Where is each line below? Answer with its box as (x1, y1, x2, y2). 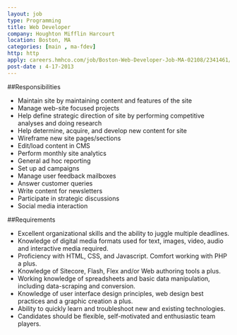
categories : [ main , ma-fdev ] (7, 43, 97, 50)
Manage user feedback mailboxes (17, 171, 116, 180)
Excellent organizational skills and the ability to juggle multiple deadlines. (17, 229, 230, 237)
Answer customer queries (17, 178, 93, 188)
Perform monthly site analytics (17, 149, 107, 157)
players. (17, 319, 41, 328)
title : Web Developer (7, 23, 71, 30)
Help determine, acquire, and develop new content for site (17, 126, 187, 135)
